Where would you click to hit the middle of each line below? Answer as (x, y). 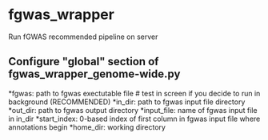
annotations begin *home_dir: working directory (87, 127)
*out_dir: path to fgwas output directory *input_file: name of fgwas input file (133, 110)
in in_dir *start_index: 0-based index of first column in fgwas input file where (134, 119)
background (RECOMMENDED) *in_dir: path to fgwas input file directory (127, 102)
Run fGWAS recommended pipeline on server (83, 37)
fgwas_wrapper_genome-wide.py (94, 74)
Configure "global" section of (84, 62)
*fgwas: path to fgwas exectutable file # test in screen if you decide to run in (134, 93)
